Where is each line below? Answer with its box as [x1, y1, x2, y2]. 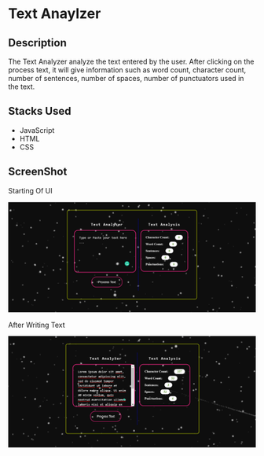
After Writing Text [8, 320, 65, 330]
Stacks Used [8, 105, 71, 118]
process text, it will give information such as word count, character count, [8, 65, 247, 75]
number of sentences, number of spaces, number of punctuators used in [8, 74, 244, 83]
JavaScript [19, 125, 55, 134]
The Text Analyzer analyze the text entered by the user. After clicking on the [8, 57, 255, 66]
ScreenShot [8, 165, 68, 178]
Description [8, 36, 67, 50]
